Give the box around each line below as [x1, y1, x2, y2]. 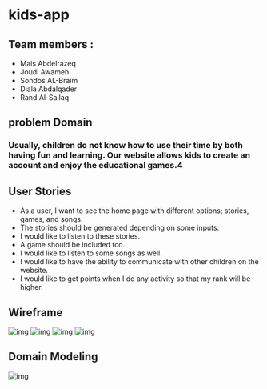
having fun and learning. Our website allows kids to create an [8, 150, 250, 161]
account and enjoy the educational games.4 [8, 160, 183, 171]
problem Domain [8, 116, 93, 130]
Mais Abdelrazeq [19, 58, 76, 68]
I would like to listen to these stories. [19, 231, 141, 241]
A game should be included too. [19, 240, 126, 250]
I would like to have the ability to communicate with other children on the [19, 257, 260, 267]
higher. [19, 283, 43, 292]
